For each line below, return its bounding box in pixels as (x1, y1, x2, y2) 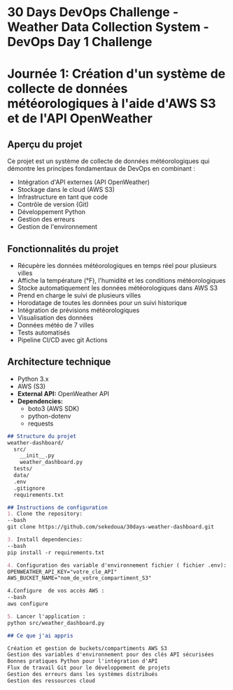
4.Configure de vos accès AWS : (7, 587, 105, 595)
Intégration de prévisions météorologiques (17, 306, 140, 314)
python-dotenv (27, 411, 71, 420)
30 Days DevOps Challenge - (7, 4, 179, 20)
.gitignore (13, 484, 45, 492)
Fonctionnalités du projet (7, 243, 119, 255)
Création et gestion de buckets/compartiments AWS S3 (7, 645, 168, 652)
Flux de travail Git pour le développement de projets (7, 664, 171, 672)
